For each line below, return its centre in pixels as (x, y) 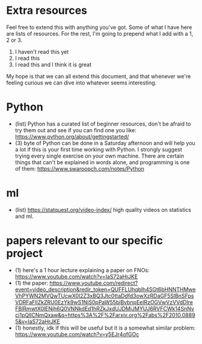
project (25, 253)
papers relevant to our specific (85, 240)
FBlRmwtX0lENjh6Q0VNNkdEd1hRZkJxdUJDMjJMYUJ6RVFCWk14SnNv (104, 308)
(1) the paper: (32, 283)
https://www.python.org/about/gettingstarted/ (72, 136)
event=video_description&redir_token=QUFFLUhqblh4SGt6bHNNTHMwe (105, 289)
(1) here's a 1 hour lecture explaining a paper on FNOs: (82, 270)
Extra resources (47, 11)
